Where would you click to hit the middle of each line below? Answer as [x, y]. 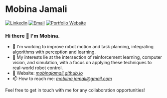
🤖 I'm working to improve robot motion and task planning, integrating [83, 47]
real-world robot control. [38, 68]
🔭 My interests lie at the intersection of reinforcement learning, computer [87, 57]
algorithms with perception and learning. [54, 52]
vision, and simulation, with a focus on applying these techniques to [82, 63]
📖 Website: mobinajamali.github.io [48, 73]
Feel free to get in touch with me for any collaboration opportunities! [75, 90]
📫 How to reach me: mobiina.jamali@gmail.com [62, 79]
